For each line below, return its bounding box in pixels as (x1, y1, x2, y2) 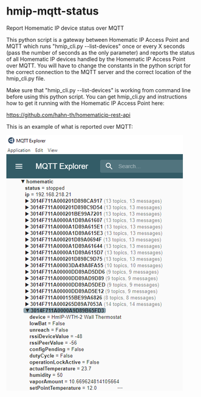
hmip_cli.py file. (6, 75, 46, 82)
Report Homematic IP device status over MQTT (6, 24, 124, 32)
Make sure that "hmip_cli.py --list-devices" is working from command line (6, 86, 191, 93)
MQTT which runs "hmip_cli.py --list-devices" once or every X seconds (6, 42, 185, 50)
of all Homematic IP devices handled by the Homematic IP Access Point (6, 55, 186, 63)
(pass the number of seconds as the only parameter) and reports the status (6, 49, 196, 56)
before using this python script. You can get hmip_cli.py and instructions (6, 93, 187, 100)
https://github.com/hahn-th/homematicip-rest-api (6, 111, 131, 118)
